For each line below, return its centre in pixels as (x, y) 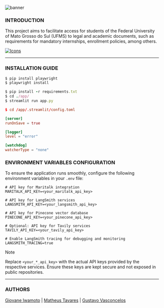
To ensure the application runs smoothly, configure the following (70, 173)
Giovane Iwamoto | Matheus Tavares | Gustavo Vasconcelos (65, 300)
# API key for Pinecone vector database (47, 213)
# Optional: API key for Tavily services (48, 226)
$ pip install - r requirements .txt (41, 92)
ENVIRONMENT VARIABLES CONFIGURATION (60, 163)
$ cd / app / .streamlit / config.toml (40, 110)
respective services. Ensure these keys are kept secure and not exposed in (81, 267)
